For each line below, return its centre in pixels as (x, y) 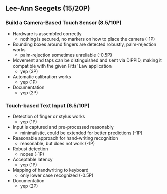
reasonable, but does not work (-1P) (57, 143)
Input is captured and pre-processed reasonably (63, 127)
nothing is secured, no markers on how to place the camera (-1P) (88, 39)
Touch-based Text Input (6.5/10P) (47, 105)
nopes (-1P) (32, 154)
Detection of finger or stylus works (49, 116)
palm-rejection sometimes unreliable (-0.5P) (66, 55)
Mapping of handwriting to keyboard (50, 170)
